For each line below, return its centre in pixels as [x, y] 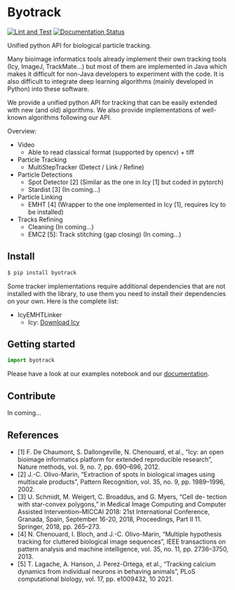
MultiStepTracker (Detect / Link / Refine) [86, 167]
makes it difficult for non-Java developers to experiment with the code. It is [116, 74]
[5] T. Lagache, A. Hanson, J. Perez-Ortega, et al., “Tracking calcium [116, 564]
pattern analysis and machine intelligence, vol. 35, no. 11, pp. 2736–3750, [123, 549]
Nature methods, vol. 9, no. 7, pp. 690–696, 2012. [88, 467]
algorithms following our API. [70, 117]
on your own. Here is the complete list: [63, 301]
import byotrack [31, 360]
